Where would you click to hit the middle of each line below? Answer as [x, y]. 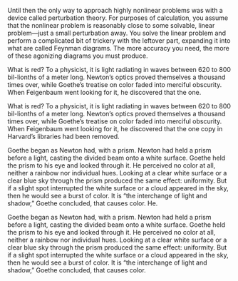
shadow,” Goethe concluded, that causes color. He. [83, 203]
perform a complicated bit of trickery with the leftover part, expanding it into [119, 41]
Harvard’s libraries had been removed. [63, 136]
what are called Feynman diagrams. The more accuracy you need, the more [118, 48]
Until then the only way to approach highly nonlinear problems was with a [115, 10]
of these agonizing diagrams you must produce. [78, 56]
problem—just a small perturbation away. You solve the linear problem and [117, 33]
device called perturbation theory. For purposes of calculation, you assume [118, 18]
